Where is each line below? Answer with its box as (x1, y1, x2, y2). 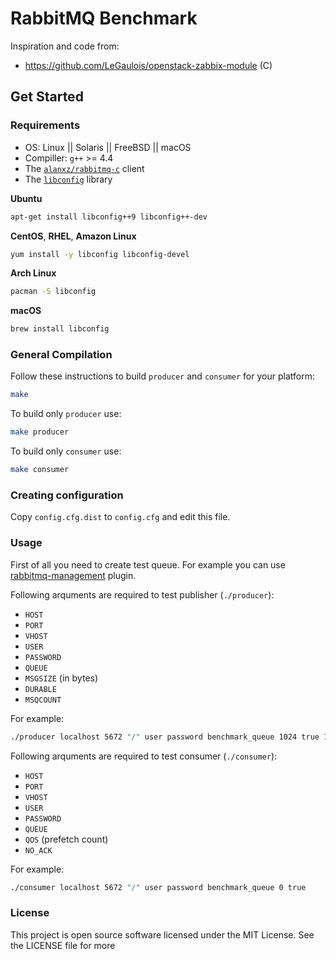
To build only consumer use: (10, 445, 122, 457)
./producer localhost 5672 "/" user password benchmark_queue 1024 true (10, 732, 320, 742)
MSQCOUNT (24, 695, 62, 705)
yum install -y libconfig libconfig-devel (10, 249, 190, 259)
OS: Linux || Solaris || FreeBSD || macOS (24, 141, 192, 153)
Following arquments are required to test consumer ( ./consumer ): (10, 750, 278, 762)
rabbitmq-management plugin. (10, 569, 137, 581)
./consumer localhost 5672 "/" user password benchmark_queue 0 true (10, 882, 307, 892)
